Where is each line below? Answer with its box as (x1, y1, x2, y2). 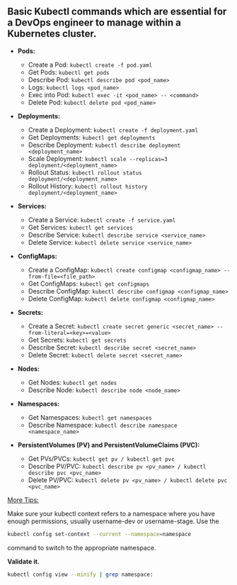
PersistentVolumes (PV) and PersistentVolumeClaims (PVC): (17, 440, 200, 449)
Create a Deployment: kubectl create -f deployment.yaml (28, 126, 199, 134)
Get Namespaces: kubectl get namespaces (28, 413, 152, 421)
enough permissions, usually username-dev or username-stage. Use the (7, 517, 219, 525)
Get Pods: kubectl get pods (28, 67, 110, 77)
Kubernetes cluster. (7, 28, 97, 40)
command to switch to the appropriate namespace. (7, 543, 156, 552)
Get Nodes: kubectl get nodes (28, 378, 117, 386)
